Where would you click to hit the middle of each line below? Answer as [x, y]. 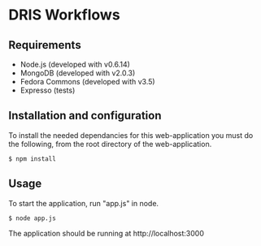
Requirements [45, 45]
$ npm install [33, 159]
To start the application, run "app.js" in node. [84, 203]
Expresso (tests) [48, 90]
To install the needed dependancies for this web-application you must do [131, 135]
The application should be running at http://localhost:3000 [107, 233]
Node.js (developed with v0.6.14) [75, 64]
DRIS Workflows [64, 15]
